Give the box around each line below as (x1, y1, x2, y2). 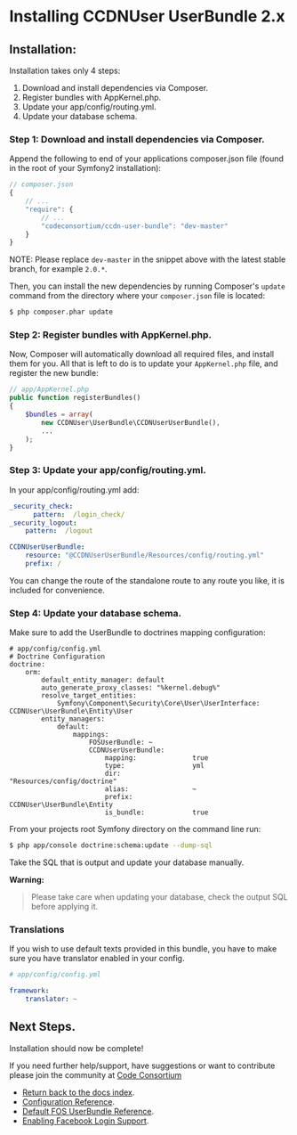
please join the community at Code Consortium (9, 1069, 182, 1080)
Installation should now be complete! (9, 1042, 144, 1053)
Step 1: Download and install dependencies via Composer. (9, 133, 265, 145)
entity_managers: (41, 714, 105, 723)
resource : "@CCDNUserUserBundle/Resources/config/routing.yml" (25, 551, 265, 560)
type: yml (104, 762, 205, 771)
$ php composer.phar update (9, 307, 114, 317)
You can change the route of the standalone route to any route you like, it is (9, 575, 285, 585)
